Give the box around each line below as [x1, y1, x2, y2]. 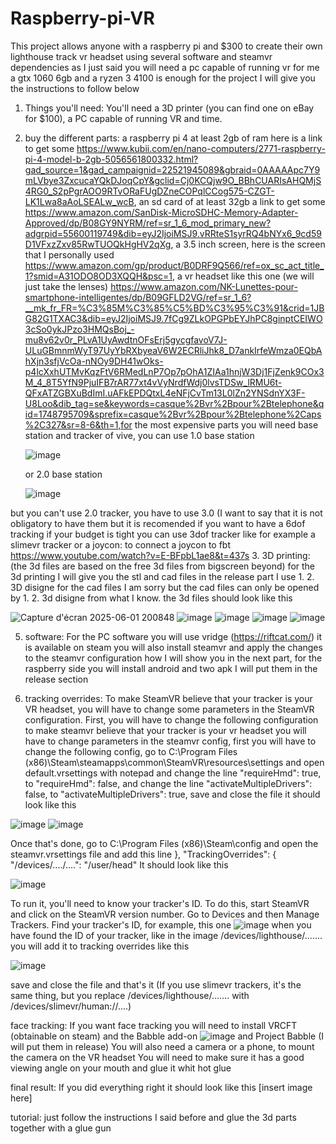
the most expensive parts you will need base [134, 418, 319, 431]
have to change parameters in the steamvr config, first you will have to [24, 735, 317, 747]
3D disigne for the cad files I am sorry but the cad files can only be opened [10, 581, 320, 593]
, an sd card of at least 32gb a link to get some [133, 195, 326, 207]
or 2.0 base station [24, 468, 103, 480]
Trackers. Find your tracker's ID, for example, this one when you [10, 918, 312, 931]
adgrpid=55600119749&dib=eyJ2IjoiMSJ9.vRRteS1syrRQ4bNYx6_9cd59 [24, 227, 322, 239]
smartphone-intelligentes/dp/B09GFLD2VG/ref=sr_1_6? [24, 291, 252, 303]
